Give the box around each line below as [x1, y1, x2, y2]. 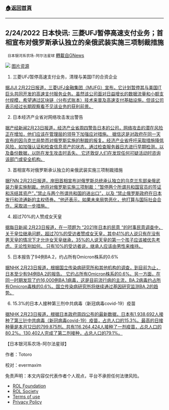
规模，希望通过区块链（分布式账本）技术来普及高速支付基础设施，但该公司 [9, 97, 164, 103]
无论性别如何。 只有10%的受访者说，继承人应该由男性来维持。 [14, 243, 143, 249]
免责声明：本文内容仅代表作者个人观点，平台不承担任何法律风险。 [5, 373, 142, 379]
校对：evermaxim [5, 362, 42, 368]
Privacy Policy [12, 399, 42, 405]
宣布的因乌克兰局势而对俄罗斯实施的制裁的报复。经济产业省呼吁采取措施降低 [5, 138, 164, 144]
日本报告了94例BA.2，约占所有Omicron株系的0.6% [12, 254, 119, 260]
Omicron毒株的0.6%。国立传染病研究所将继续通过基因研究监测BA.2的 [9, 284, 154, 290]
